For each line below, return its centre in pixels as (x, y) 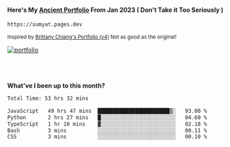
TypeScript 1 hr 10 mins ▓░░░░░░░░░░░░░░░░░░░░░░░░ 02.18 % (107, 124)
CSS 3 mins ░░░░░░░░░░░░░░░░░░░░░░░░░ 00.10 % (107, 137)
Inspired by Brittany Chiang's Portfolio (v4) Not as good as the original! (92, 37)
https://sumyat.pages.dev (45, 24)
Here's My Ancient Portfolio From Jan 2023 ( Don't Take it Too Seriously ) (115, 10)
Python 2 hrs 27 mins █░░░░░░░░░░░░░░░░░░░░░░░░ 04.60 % (107, 117)
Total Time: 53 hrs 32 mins (48, 99)
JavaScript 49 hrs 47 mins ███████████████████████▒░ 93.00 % (107, 111)
